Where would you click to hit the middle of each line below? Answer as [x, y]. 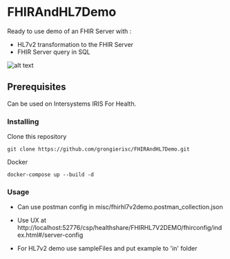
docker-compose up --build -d [51, 175]
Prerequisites [37, 87]
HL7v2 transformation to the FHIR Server [75, 44]
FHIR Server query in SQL [54, 52]
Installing [23, 122]
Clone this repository [37, 137]
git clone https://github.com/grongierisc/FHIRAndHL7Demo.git [98, 149]
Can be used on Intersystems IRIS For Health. [72, 104]
